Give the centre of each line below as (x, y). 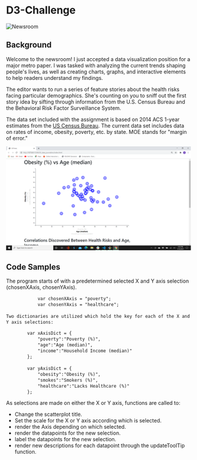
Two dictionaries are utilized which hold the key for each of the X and (98, 317)
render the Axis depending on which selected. (70, 427)
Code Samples (33, 267)
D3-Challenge (41, 10)
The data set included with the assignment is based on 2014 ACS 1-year (93, 119)
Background (29, 45)
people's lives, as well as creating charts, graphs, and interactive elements (96, 72)
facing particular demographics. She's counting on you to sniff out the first (96, 95)
